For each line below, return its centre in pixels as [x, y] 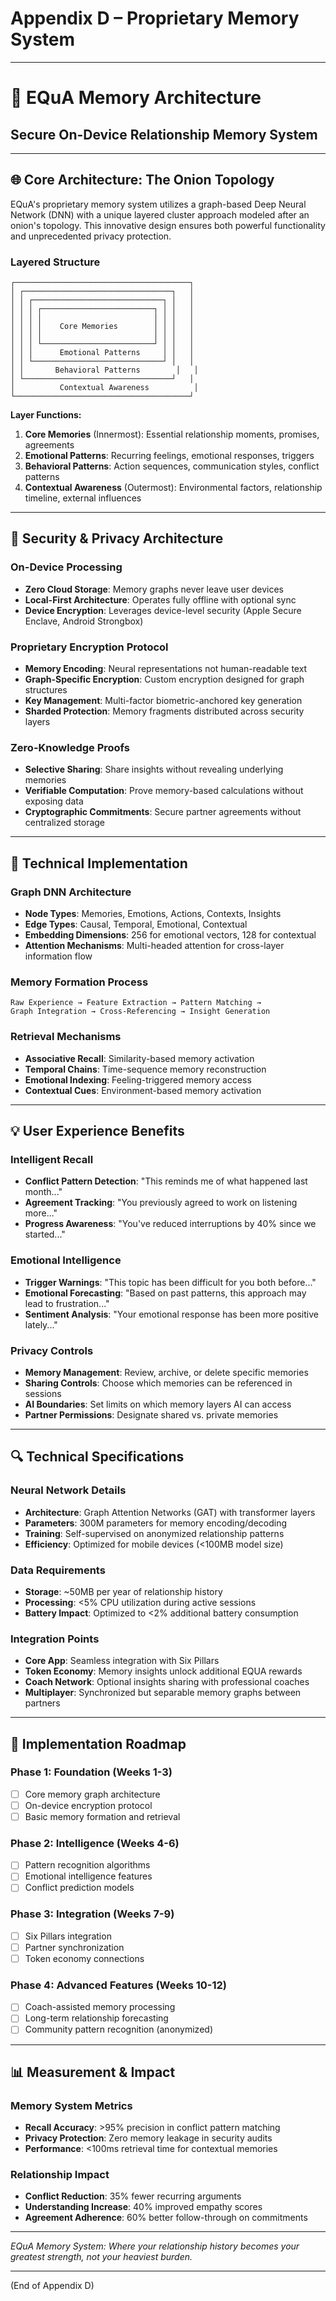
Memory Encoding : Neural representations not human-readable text [166, 669]
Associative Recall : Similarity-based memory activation [139, 1058]
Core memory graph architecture [92, 1794]
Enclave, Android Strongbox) [84, 621]
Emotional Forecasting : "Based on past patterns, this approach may [165, 1293]
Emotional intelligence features [88, 1876]
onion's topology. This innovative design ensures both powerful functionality [168, 225]
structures [46, 690]
